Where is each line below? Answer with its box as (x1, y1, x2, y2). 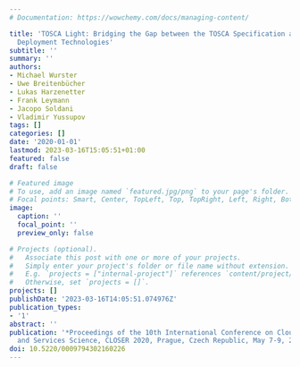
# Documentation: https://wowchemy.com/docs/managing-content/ (9, 13, 250, 22)
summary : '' (9, 55, 54, 64)
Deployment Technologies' (17, 38, 114, 47)
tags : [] (9, 121, 42, 130)
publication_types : (9, 303, 82, 312)
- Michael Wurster (9, 71, 78, 81)
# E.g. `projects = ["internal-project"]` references (9, 269, 221, 278)
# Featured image (9, 178, 74, 188)
